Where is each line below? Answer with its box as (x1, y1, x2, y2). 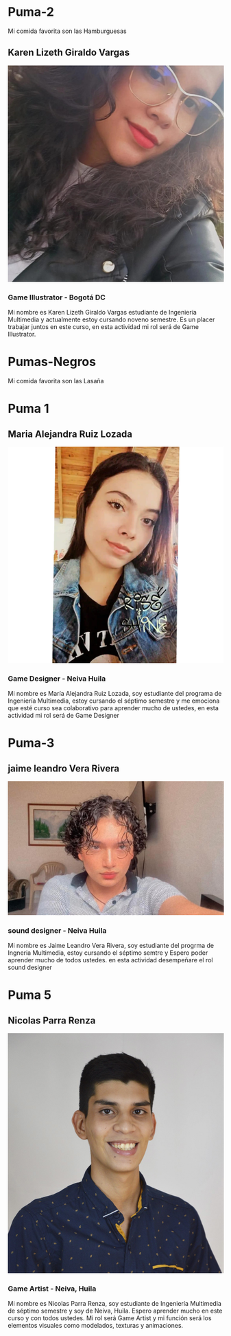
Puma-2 (8, 4, 54, 20)
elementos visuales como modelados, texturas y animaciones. (8, 1321, 184, 1329)
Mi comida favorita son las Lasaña (8, 376, 104, 385)
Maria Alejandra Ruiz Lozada (8, 428, 133, 440)
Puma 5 (8, 987, 52, 1003)
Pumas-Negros (8, 354, 97, 370)
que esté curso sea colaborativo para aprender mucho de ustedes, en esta (8, 704, 219, 712)
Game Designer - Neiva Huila (8, 674, 106, 683)
